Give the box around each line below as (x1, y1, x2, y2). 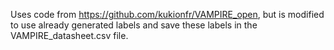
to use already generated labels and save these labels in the (10, 19, 258, 31)
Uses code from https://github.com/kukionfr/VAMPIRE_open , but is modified (10, 9, 325, 20)
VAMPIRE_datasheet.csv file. (10, 30, 129, 41)
